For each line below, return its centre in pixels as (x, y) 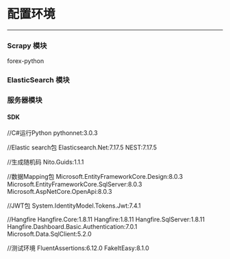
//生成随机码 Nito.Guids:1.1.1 (46, 162)
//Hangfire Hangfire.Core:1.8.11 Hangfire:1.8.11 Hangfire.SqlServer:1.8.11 (106, 219)
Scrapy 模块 (27, 45)
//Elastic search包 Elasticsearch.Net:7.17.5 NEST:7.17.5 (82, 147)
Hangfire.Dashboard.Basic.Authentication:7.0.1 (72, 227)
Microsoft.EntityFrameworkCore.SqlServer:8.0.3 (75, 184)
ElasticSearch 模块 (38, 80)
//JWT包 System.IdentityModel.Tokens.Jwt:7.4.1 (74, 206)
